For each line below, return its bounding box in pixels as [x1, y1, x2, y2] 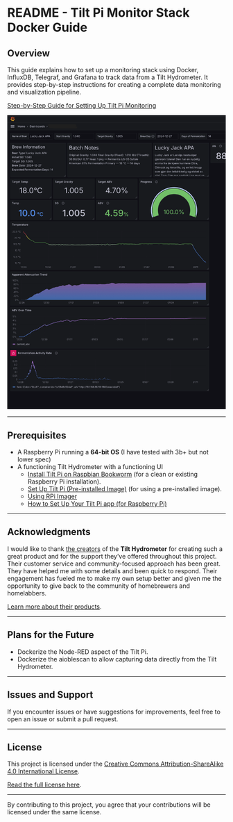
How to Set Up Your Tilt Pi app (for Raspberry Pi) [27, 500, 168, 508]
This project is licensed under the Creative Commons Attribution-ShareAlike [7, 759, 224, 768]
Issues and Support [7, 689, 94, 701]
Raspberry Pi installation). [27, 477, 102, 486]
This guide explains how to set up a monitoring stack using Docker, [7, 66, 199, 74]
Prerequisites [7, 429, 67, 441]
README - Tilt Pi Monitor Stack [7, 5, 190, 21]
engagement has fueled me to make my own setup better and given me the [7, 574, 222, 582]
